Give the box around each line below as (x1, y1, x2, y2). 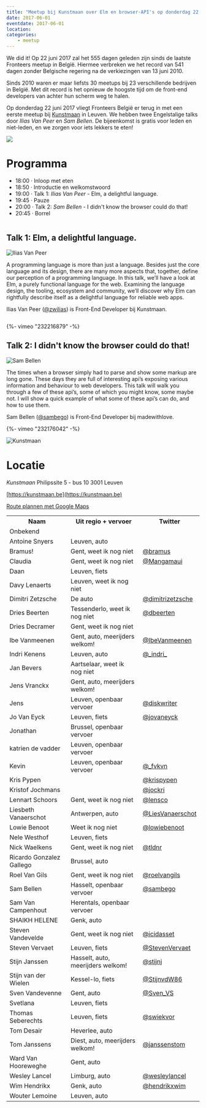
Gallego (9, 860, 32, 869)
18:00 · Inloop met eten (15, 177, 74, 184)
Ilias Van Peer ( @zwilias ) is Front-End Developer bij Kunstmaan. (6, 305, 167, 313)
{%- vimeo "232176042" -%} (6, 425, 80, 433)
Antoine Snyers (9, 537, 54, 545)
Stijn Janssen (9, 957, 48, 966)
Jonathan (9, 726, 37, 735)
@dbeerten (142, 608, 175, 617)
